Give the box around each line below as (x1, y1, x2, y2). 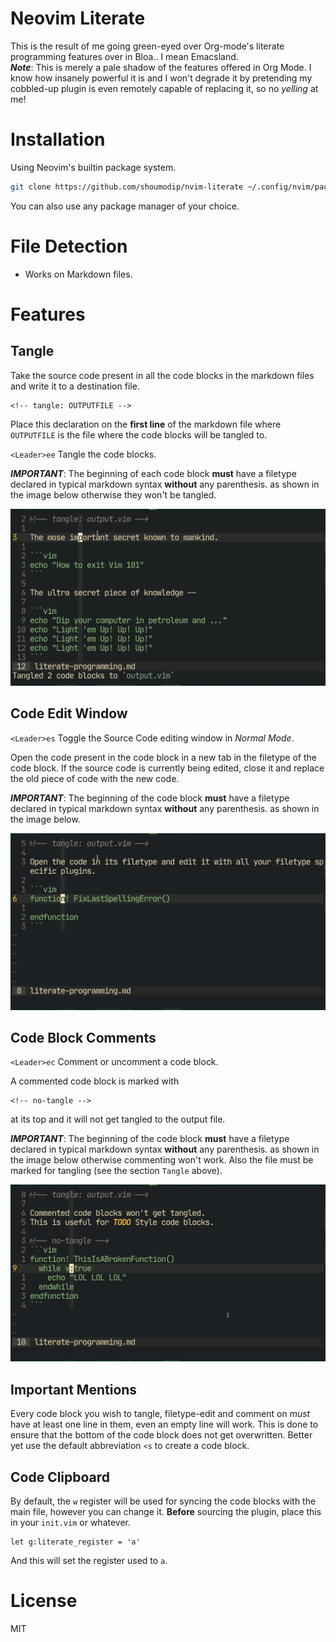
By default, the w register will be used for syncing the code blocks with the (10, 1495, 317, 1507)
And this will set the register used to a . (10, 1554, 168, 1566)
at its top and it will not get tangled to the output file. (10, 1113, 226, 1126)
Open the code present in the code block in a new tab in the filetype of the (10, 751, 317, 763)
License (10, 1590, 78, 1612)
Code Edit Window (10, 705, 128, 722)
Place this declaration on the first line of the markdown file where (10, 418, 282, 430)
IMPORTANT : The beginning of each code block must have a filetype (10, 467, 297, 479)
